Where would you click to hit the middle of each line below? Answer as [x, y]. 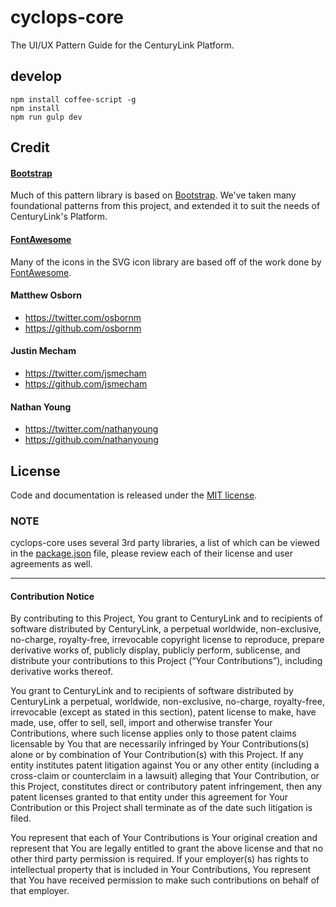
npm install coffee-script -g [73, 99]
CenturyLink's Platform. [59, 217]
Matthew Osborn [46, 295]
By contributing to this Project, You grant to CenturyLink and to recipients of [166, 618]
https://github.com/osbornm [83, 328]
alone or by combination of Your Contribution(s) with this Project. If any [157, 755]
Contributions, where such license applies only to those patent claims [153, 733]
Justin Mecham [43, 351]
